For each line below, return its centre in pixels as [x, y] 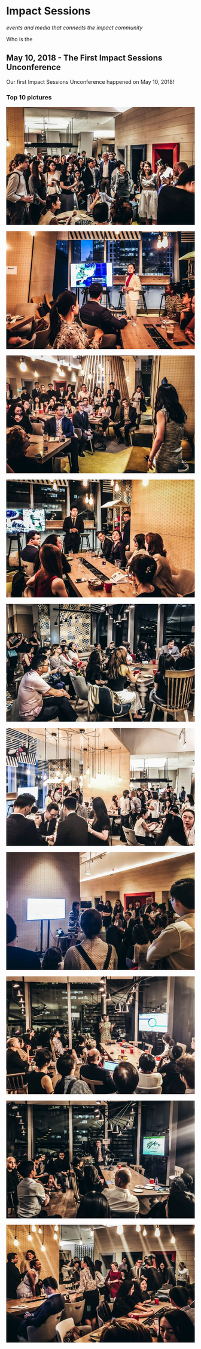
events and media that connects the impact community [74, 28]
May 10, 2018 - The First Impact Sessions [84, 58]
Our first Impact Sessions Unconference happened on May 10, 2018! [90, 81]
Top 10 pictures [29, 97]
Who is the [19, 39]
